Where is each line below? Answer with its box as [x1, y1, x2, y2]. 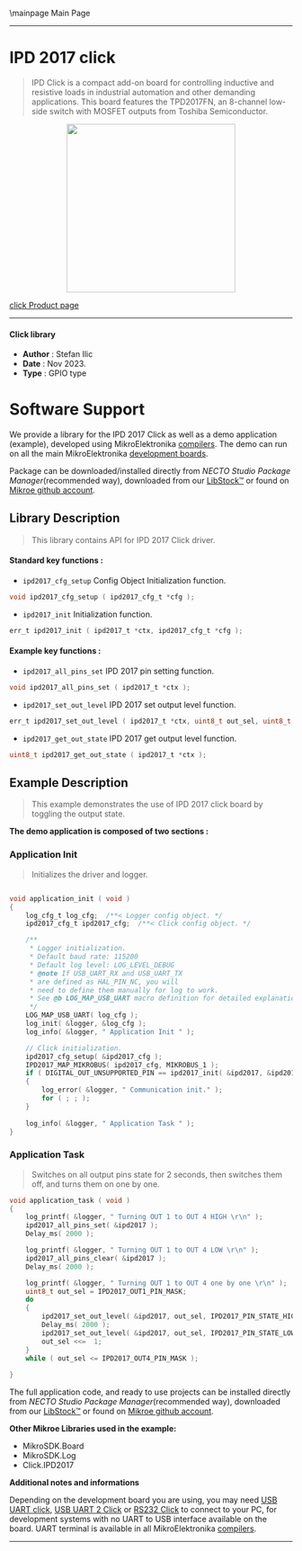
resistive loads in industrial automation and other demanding [31, 86, 256, 97]
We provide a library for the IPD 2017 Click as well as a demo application [9, 429, 278, 440]
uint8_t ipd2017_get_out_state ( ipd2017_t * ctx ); [9, 750, 207, 759]
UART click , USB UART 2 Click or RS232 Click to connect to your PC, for [9, 1504, 277, 1515]
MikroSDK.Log [22, 1450, 76, 1461]
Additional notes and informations [9, 1477, 139, 1488]
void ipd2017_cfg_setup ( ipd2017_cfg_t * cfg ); [9, 593, 195, 602]
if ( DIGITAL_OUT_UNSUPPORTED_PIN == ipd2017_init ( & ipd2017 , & [25, 1069, 271, 1078]
